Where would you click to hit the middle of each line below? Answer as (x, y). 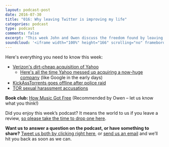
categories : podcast (27, 24)
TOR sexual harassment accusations (50, 88)
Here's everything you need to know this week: (54, 57)
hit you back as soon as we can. (38, 138)
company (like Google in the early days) (61, 77)
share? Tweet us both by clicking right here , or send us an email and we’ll (82, 133)
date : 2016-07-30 (23, 15)
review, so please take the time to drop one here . (56, 118)
